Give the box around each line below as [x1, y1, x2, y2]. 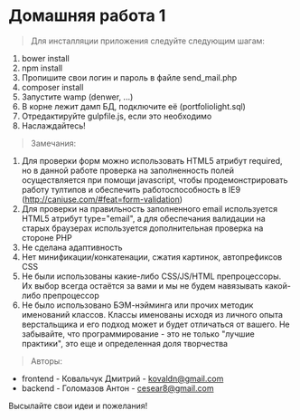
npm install [21, 62, 63, 73]
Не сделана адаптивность [21, 242, 123, 253]
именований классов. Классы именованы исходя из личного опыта [21, 309, 284, 320]
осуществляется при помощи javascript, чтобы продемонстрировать [21, 174, 288, 186]
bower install [21, 52, 70, 63]
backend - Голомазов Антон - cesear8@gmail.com [21, 382, 214, 394]
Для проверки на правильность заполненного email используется [21, 203, 277, 214]
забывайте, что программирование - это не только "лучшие [21, 328, 255, 339]
